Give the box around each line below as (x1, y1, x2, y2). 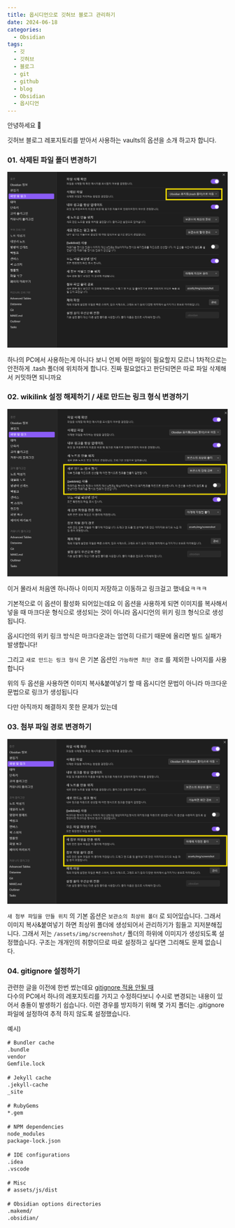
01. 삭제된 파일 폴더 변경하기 (7, 155, 97, 165)
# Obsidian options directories (7, 1200, 101, 1208)
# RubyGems (7, 1102, 39, 1109)
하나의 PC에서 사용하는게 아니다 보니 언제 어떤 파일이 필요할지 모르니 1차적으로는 (7, 355, 227, 364)
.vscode (7, 1165, 30, 1173)
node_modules (7, 1130, 45, 1138)
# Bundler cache (7, 1039, 55, 1046)
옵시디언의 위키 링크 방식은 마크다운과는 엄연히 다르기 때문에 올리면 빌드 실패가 (7, 632, 222, 640)
